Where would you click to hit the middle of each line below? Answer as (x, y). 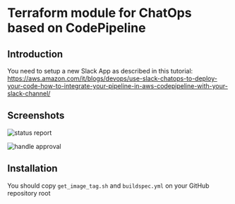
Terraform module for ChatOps (100, 13)
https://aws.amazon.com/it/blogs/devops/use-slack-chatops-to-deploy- (112, 78)
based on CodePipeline (77, 28)
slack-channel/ (29, 94)
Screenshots (36, 115)
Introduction (35, 54)
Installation (32, 168)
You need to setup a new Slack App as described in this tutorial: (100, 71)
